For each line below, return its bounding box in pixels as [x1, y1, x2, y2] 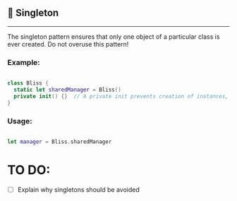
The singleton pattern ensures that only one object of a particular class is [7, 32, 220, 41]
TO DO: [7, 162, 51, 178]
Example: [7, 57, 40, 67]
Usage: [7, 116, 33, 126]
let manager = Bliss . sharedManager [7, 138, 112, 145]
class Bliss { [7, 80, 49, 87]
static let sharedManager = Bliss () [13, 86, 121, 93]
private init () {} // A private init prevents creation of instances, [13, 92, 229, 99]
